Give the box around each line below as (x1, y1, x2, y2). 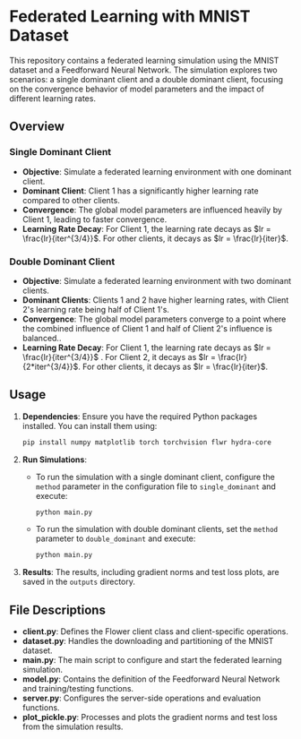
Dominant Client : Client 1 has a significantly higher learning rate (21, 185, 259, 196)
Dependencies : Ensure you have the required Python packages (21, 410, 258, 422)
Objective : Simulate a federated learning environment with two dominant (21, 275, 292, 286)
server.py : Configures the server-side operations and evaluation (21, 692, 262, 704)
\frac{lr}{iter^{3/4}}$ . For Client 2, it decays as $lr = (21, 351, 217, 362)
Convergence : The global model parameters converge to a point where (21, 314, 287, 324)
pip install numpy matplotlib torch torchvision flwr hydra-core (21, 437, 271, 447)
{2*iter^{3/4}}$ (21, 361, 79, 372)
